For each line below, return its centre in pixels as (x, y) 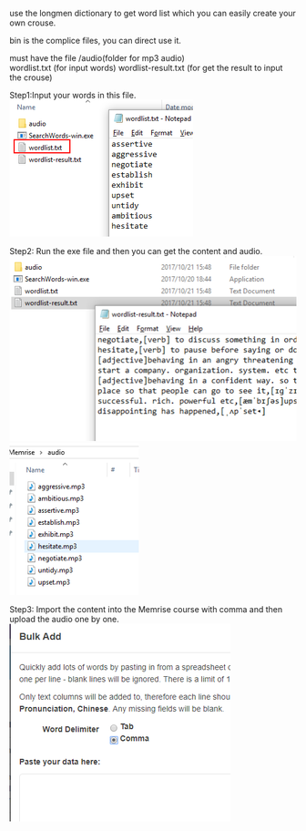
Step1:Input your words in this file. (73, 95)
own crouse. (33, 23)
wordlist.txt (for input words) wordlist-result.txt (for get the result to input (146, 68)
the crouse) (31, 77)
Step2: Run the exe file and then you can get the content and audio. (136, 251)
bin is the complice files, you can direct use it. (96, 41)
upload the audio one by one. (65, 620)
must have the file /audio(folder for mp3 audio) (97, 58)
